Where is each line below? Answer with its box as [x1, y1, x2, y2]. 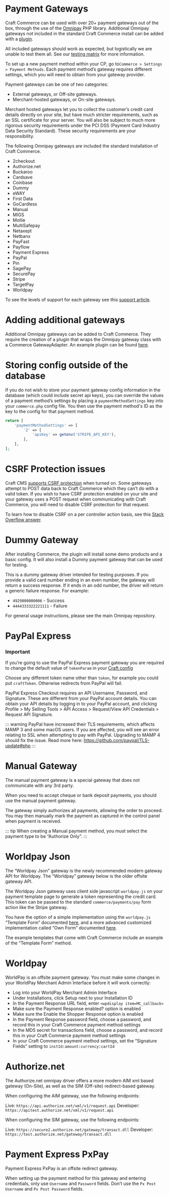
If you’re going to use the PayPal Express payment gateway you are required [5, 660, 164, 666]
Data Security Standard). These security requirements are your [5, 127, 136, 134]
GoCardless [12, 201, 37, 207]
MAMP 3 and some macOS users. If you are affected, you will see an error [5, 727, 159, 733]
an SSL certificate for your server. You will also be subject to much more [5, 117, 155, 123]
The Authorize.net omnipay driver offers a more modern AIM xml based [5, 1078, 154, 1084]
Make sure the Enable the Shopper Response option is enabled [12, 1011, 144, 1017]
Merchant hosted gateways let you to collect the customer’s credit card [5, 106, 153, 112]
